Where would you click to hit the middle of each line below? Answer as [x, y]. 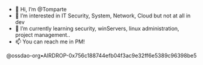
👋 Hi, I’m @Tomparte [41, 9]
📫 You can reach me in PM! [50, 42]
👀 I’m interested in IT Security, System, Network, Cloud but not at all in [103, 16]
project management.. [43, 35]
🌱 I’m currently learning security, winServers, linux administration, [97, 28]
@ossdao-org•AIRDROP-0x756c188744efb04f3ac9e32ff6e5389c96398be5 [101, 55]
